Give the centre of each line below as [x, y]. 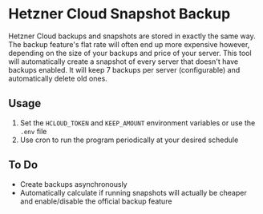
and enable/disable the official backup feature [96, 201]
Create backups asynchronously [73, 184]
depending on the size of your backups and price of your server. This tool [130, 53]
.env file [33, 131]
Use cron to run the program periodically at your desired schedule [129, 140]
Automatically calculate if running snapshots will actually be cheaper [133, 192]
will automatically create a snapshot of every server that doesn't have [123, 61]
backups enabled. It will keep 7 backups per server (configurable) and [124, 69]
